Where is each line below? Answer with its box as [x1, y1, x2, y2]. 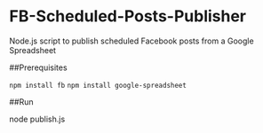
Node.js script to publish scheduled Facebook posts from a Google [9, 35, 255, 46]
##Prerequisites [9, 62, 68, 73]
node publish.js [9, 113, 66, 124]
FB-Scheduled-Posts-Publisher [9, 6, 247, 27]
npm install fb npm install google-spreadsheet [9, 81, 187, 90]
